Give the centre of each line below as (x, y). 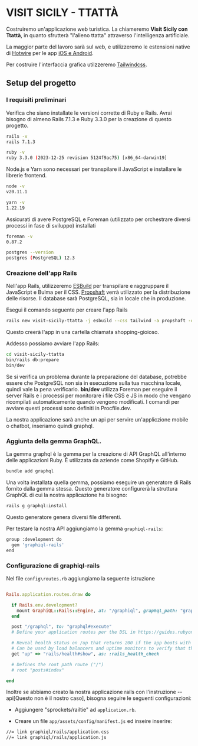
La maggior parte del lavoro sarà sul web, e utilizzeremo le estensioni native (98, 47)
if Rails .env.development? (44, 605)
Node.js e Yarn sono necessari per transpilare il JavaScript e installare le (94, 169)
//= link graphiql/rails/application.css (58, 732)
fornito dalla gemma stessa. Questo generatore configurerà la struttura (92, 489)
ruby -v (16, 153)
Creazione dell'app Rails (42, 273)
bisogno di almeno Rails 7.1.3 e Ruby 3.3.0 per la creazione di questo (89, 119)
